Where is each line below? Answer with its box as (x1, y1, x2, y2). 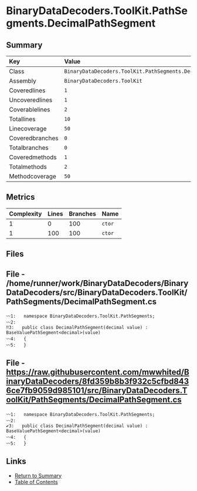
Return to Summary (14, 472, 62, 479)
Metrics (6, 192, 35, 202)
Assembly (9, 77, 37, 85)
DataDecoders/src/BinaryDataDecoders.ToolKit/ (6, 287, 188, 297)
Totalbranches (9, 144, 49, 152)
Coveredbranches (9, 134, 59, 142)
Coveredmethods (9, 153, 57, 161)
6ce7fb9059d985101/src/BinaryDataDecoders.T (6, 386, 188, 396)
